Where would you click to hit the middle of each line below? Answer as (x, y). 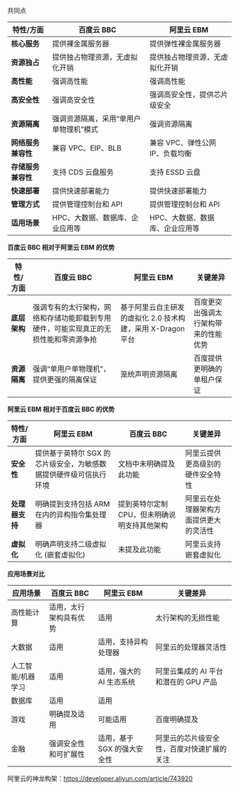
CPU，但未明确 (143, 515)
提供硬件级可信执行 (74, 475)
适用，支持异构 (123, 642)
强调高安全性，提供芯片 (188, 95)
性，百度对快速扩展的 (191, 749)
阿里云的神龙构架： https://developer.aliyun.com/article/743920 (100, 779)
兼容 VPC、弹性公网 (183, 143)
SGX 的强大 (117, 749)
